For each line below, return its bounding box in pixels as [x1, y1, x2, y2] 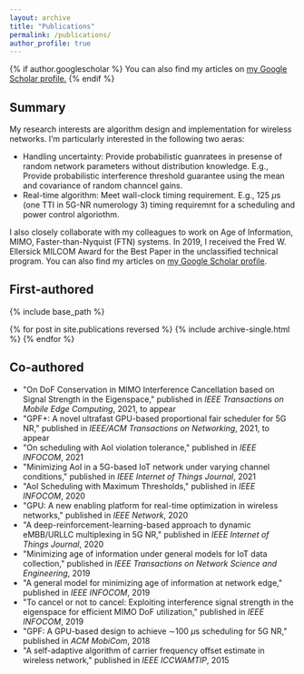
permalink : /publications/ [9, 30, 112, 39]
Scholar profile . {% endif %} [9, 74, 115, 85]
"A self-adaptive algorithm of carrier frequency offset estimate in [22, 645, 265, 656]
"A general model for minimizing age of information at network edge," [22, 577, 283, 588]
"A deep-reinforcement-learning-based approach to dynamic [22, 519, 251, 530]
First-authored [9, 282, 94, 297]
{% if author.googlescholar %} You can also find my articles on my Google [9, 64, 288, 75]
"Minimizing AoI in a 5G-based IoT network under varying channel [22, 461, 270, 472]
